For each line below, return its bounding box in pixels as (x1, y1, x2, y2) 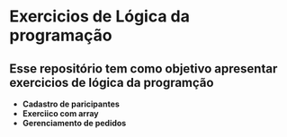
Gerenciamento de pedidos (22, 118, 127, 128)
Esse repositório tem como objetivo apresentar (9, 61, 278, 76)
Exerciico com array (22, 108, 99, 118)
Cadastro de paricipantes (22, 98, 120, 109)
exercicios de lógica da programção (9, 74, 214, 90)
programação (9, 25, 112, 46)
